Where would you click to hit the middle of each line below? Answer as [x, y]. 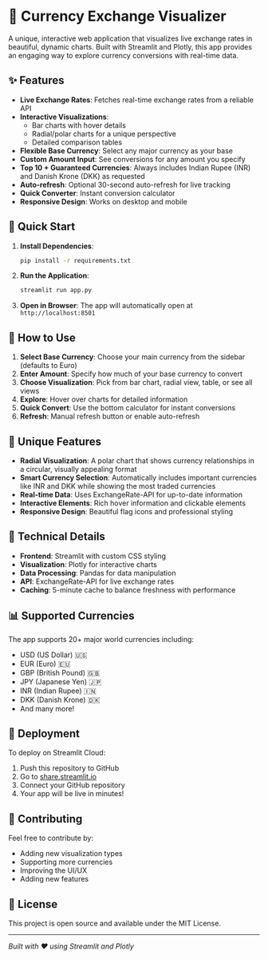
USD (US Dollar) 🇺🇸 [53, 655]
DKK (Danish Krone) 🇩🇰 [60, 699]
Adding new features [54, 879]
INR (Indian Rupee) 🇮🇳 [58, 691]
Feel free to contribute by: [51, 838]
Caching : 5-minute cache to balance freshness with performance [128, 589]
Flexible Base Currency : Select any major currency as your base [126, 150]
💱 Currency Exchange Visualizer [117, 16]
